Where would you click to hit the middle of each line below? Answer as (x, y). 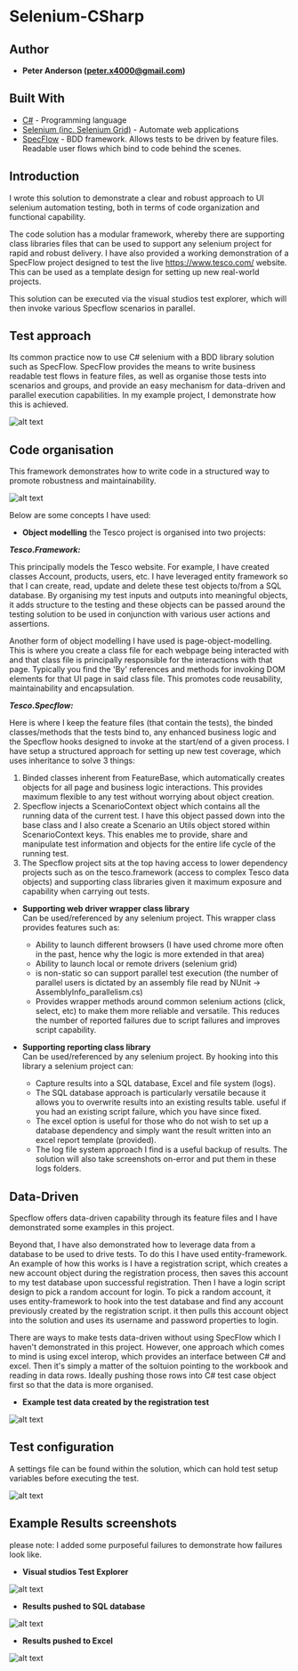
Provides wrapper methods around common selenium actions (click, (161, 1002)
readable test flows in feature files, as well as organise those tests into (138, 377)
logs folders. (58, 1169)
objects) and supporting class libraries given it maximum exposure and (152, 882)
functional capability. (48, 216)
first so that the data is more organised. (81, 1385)
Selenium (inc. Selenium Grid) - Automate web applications (130, 129)
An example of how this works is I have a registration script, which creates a (149, 1264)
